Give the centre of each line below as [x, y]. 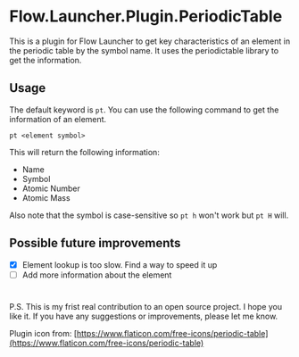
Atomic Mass [46, 197]
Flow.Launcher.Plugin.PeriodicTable [146, 17]
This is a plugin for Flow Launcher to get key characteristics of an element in [150, 41]
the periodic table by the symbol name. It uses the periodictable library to [144, 50]
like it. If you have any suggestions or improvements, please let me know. [144, 316]
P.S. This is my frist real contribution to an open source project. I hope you [146, 306]
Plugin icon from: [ [43, 333]
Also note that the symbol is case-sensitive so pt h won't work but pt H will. [149, 215]
